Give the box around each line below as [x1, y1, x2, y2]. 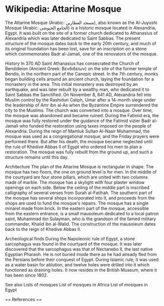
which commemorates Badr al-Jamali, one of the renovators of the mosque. [5, 51, 158, 57]
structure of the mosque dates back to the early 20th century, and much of [5, 40, 157, 46]
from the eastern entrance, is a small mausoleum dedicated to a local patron [5, 210, 159, 216]
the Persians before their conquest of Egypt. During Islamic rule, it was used [5, 256, 159, 262]
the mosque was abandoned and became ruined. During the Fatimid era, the [5, 112, 159, 118]
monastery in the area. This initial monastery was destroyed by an [5, 81, 138, 87]
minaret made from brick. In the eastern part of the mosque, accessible [5, 205, 149, 211]
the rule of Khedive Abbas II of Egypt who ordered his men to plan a [5, 144, 142, 150]
